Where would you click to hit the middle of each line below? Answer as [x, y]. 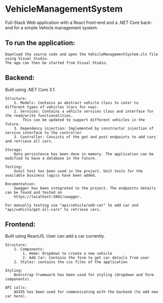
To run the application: [40, 43]
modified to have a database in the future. [51, 158]
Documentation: [20, 184]
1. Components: [29, 249]
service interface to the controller [43, 133]
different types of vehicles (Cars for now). [52, 107]
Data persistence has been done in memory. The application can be [84, 154]
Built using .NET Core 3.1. [31, 89]
